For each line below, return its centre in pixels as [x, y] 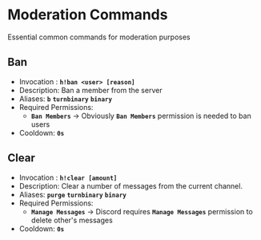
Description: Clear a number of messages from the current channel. [131, 185]
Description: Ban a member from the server [90, 90]
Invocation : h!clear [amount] [68, 177]
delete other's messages [72, 220]
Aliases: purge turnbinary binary [73, 194]
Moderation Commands [88, 15]
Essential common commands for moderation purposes [99, 37]
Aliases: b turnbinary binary [66, 99]
